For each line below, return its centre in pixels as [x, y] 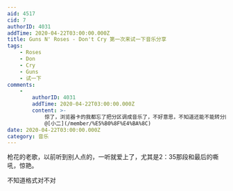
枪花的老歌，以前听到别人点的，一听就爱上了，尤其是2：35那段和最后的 [110, 157]
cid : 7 [17, 20]
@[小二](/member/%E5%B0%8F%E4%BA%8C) [97, 123]
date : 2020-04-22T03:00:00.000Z [54, 130]
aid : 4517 [21, 14]
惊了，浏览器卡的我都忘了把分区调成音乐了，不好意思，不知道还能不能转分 [135, 117]
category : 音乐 [28, 136]
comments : [21, 85]
